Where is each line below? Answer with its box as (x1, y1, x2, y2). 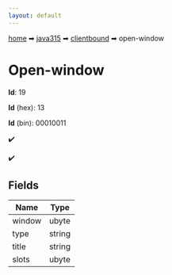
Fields (8, 178, 40, 192)
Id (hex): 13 (8, 102, 45, 112)
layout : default (8, 11, 62, 20)
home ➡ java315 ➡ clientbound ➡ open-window (8, 33, 165, 43)
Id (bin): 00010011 (8, 118, 67, 128)
